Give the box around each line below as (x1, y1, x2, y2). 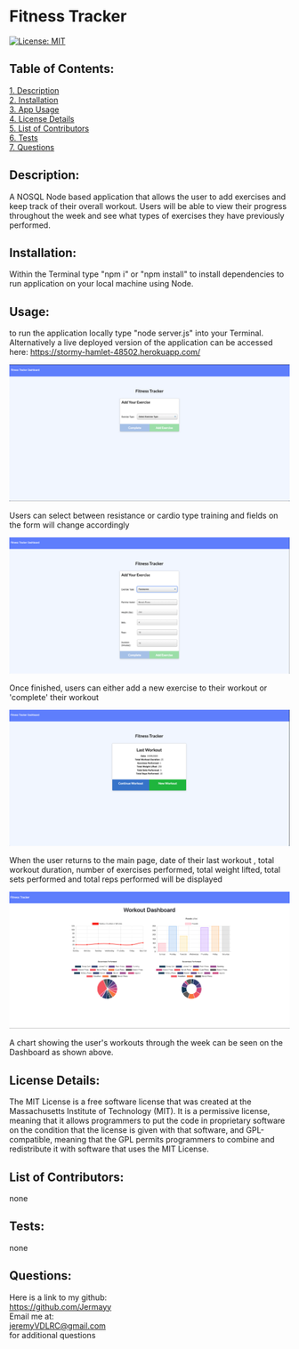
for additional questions (9, 1329, 96, 1340)
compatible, (9, 1135, 53, 1145)
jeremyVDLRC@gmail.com (9, 1320, 107, 1331)
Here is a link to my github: (9, 1292, 108, 1303)
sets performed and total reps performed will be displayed (9, 874, 222, 885)
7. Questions (9, 141, 55, 152)
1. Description (9, 85, 60, 95)
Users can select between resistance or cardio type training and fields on (9, 510, 279, 521)
